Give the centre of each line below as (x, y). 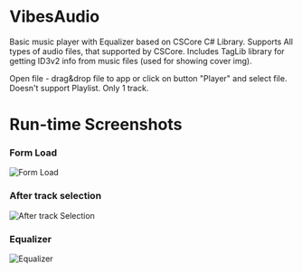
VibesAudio (55, 17)
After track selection (56, 196)
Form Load (33, 153)
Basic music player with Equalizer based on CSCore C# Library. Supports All (151, 42)
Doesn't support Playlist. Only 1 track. (79, 88)
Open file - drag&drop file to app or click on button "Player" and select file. (148, 78)
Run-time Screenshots (96, 125)
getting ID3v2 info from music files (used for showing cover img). (131, 61)
